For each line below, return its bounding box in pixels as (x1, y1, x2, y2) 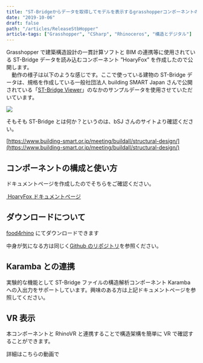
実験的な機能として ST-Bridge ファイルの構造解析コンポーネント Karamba (6, 279, 191, 286)
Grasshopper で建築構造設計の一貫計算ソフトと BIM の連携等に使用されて (6, 49, 190, 56)
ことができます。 (11, 338, 54, 345)
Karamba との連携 (6, 262, 76, 272)
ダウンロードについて (6, 212, 86, 223)
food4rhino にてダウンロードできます (6, 229, 99, 236)
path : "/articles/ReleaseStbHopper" (6, 25, 98, 32)
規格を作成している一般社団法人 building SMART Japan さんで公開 (27, 79, 193, 86)
